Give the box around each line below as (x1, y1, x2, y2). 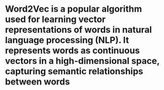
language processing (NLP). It (5, 35, 129, 46)
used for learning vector (5, 14, 106, 25)
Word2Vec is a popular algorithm (5, 3, 142, 15)
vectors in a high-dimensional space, (5, 55, 160, 67)
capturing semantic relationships (5, 66, 143, 77)
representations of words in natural (5, 24, 152, 35)
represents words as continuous (5, 45, 140, 56)
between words (5, 76, 70, 88)
